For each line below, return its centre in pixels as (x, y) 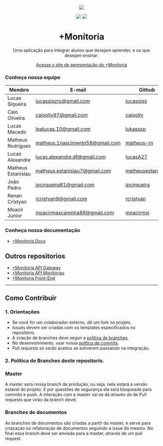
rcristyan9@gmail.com (61, 199)
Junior (15, 216)
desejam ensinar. (81, 55)
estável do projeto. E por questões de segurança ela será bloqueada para (78, 389)
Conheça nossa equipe (33, 77)
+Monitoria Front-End (33, 278)
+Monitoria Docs (29, 241)
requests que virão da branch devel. (41, 400)
